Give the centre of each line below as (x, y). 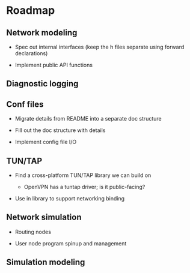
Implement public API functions (54, 65)
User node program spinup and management (71, 243)
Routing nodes (33, 232)
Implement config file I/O (46, 142)
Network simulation (44, 217)
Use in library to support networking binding (70, 199)
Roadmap (31, 10)
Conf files (25, 104)
